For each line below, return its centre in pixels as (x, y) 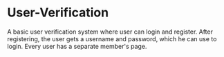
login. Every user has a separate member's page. (77, 46)
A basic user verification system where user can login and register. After (110, 32)
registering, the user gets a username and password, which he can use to (112, 38)
